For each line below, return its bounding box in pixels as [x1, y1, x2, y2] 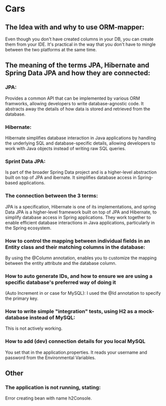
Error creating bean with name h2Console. [5, 395, 92, 402]
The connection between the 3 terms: [5, 193, 98, 200]
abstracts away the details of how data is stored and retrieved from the [5, 106, 151, 112]
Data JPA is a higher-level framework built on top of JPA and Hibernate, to [5, 209, 157, 215]
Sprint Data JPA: [5, 158, 46, 165]
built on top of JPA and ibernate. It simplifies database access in [5, 175, 137, 181]
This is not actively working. [5, 325, 63, 332]
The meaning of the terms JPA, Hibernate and [5, 61, 150, 70]
